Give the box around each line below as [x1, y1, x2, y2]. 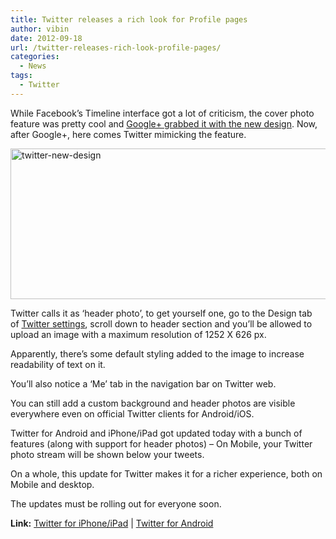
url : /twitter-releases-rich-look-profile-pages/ [10, 42, 222, 53]
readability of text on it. [10, 358, 106, 370]
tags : [10, 71, 33, 81]
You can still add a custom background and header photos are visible [10, 397, 296, 409]
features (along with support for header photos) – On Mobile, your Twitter [10, 437, 313, 450]
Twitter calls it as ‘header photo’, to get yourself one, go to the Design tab [10, 307, 313, 319]
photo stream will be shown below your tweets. [10, 448, 205, 460]
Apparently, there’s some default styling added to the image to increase [10, 347, 305, 360]
